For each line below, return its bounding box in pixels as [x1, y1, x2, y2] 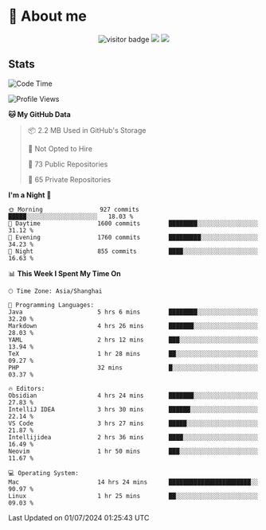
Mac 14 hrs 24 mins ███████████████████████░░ [8, 477, 259, 486]
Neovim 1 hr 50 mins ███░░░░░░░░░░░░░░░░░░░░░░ [8, 447, 259, 455]
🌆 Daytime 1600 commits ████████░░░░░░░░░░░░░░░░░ [8, 219, 259, 228]
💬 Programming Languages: [8, 301, 94, 309]
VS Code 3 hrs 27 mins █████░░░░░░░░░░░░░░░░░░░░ [8, 419, 259, 427]
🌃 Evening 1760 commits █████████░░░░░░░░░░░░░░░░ [8, 233, 259, 241]
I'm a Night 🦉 [8, 190, 52, 200]
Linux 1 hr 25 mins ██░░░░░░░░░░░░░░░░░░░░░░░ [8, 492, 259, 500]
